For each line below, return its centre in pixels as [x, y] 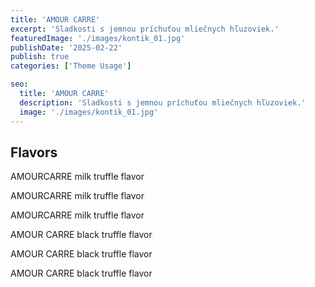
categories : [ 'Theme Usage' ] [71, 66]
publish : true [40, 57]
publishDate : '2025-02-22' [66, 47]
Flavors [34, 152]
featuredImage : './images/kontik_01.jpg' [98, 38]
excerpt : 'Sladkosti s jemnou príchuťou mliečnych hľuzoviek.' [145, 29]
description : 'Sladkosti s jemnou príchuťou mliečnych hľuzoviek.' [163, 102]
